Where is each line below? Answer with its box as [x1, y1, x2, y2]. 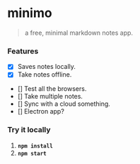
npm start [17, 150, 47, 157]
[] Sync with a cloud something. [17, 99, 111, 108]
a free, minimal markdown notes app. [24, 28, 133, 37]
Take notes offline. [17, 70, 72, 79]
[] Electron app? [17, 107, 65, 116]
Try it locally [7, 125, 51, 135]
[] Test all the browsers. [17, 84, 87, 93]
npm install [17, 142, 53, 150]
